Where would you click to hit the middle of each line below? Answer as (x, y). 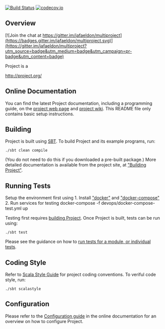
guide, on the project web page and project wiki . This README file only (78, 108)
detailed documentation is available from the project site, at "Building (76, 165)
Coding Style (26, 263)
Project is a (17, 66)
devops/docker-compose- (128, 203)
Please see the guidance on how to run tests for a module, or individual (78, 242)
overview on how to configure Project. (44, 321)
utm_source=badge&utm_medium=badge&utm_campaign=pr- (69, 51)
